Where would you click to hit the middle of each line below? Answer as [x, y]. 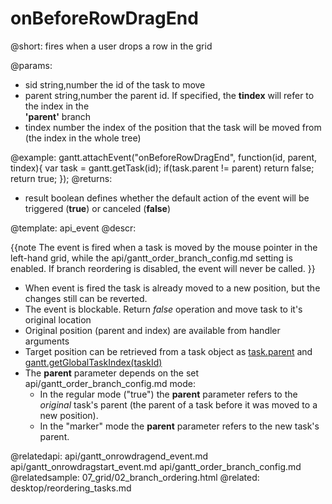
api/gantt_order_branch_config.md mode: [110, 383]
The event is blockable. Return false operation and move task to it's [163, 309]
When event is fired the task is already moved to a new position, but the [172, 288]
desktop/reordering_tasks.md [71, 488]
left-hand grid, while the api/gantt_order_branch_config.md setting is [151, 258]
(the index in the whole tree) [83, 138]
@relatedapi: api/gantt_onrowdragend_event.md [109, 456]
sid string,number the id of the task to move [115, 84]
